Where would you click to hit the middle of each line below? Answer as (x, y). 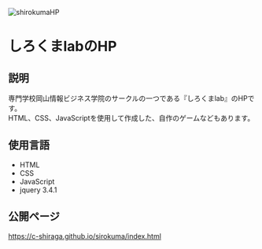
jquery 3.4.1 (38, 190)
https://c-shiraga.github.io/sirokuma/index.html (85, 236)
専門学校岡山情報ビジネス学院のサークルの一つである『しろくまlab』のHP (128, 98)
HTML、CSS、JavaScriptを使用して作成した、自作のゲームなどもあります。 (131, 118)
